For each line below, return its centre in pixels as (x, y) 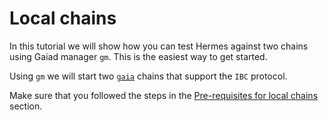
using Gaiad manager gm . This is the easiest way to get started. (138, 56)
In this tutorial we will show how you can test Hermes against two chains (159, 46)
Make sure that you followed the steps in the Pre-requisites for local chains (164, 95)
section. (26, 106)
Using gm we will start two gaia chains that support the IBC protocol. (148, 76)
